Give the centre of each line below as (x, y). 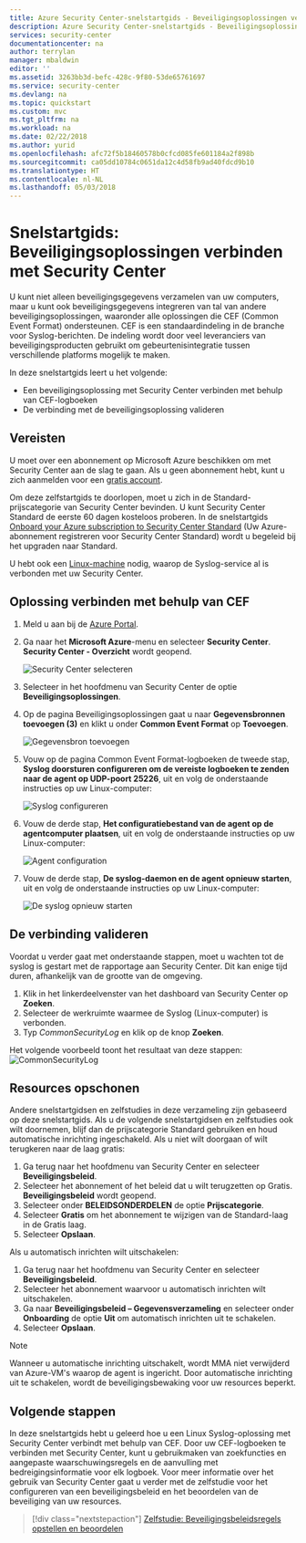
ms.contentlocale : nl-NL (56, 179)
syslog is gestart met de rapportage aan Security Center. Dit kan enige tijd (148, 966)
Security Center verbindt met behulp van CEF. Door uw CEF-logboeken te (148, 1444)
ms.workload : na (40, 129)
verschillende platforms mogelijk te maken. (90, 355)
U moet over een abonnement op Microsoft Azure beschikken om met (140, 460)
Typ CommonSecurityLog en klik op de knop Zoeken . (123, 1032)
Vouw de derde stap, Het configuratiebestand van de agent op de (148, 823)
